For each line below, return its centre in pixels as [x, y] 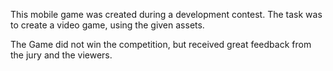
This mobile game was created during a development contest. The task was [166, 14]
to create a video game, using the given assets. [107, 25]
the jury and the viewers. [61, 55]
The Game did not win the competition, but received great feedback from [161, 44]
